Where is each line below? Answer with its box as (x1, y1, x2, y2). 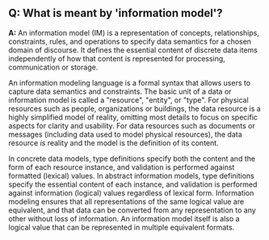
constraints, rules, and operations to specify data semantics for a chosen (8, 36, 252, 46)
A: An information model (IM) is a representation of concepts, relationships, (8, 27, 260, 37)
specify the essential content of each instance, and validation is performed (8, 179, 258, 189)
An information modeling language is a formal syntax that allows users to (8, 78, 251, 87)
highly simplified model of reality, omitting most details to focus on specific (8, 112, 258, 122)
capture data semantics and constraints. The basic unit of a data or (8, 86, 232, 96)
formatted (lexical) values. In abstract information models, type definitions (8, 171, 254, 180)
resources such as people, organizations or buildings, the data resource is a (8, 103, 261, 113)
